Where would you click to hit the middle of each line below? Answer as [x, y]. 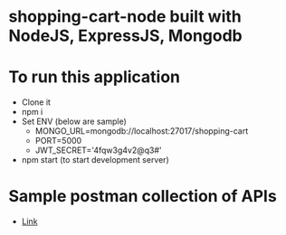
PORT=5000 [58, 141]
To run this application [95, 77]
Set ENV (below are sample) [74, 122]
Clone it [36, 102]
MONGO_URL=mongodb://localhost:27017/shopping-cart [142, 131]
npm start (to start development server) [95, 160]
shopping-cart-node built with [125, 17]
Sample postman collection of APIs [143, 197]
